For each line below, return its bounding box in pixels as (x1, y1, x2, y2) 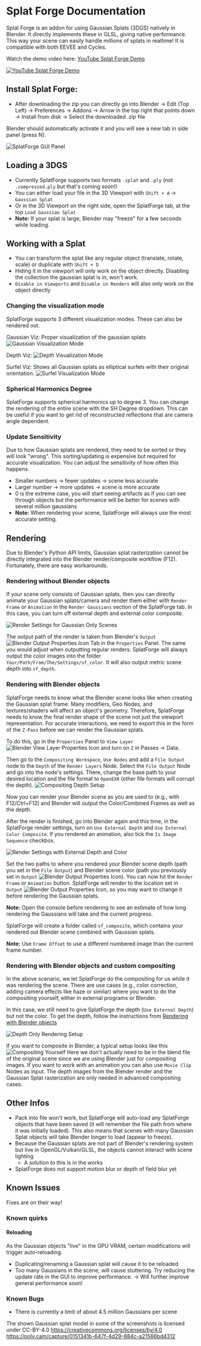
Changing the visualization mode (6, 301, 105, 310)
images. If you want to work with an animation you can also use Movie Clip (6, 1061, 191, 1068)
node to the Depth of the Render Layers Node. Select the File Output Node (6, 762, 191, 769)
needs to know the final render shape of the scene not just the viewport (6, 713, 184, 720)
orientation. (6, 370, 35, 377)
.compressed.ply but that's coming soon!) (14, 183, 118, 190)
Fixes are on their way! (6, 1198, 62, 1206)
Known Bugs (6, 1294, 44, 1303)
